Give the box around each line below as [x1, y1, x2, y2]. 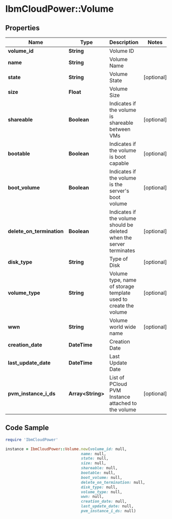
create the [109, 302, 134, 309]
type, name [109, 277, 137, 283]
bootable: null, [81, 470, 116, 475]
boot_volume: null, [81, 475, 123, 480]
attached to [109, 400, 137, 407]
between [109, 126, 131, 132]
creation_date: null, [81, 499, 127, 504]
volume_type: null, [81, 489, 123, 494]
